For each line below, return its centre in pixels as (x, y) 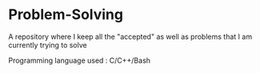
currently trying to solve (48, 44)
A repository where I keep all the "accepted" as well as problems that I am (130, 36)
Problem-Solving (66, 15)
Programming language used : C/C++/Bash (79, 60)
